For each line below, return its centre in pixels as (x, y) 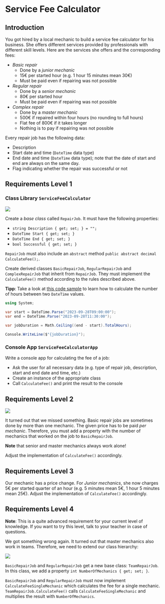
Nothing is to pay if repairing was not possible (67, 128)
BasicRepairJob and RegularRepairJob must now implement (65, 580)
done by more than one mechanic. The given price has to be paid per (76, 426)
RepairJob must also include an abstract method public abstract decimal (81, 253)
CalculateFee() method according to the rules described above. (71, 279)
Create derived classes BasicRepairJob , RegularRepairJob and (68, 268)
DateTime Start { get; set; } (44, 234)
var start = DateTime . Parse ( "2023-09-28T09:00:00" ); (61, 312)
